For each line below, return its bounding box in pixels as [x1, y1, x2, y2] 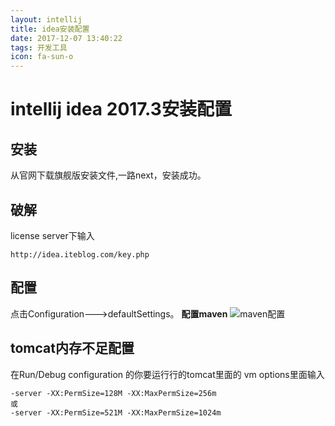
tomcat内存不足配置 [10, 340, 135, 357]
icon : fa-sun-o [10, 52, 74, 62]
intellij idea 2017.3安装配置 [10, 98, 232, 121]
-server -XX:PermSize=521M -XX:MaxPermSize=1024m [10, 407, 222, 418]
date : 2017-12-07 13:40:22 [10, 33, 123, 43]
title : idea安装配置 [10, 24, 90, 34]
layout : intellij [10, 14, 83, 25]
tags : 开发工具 [10, 42, 68, 53]
